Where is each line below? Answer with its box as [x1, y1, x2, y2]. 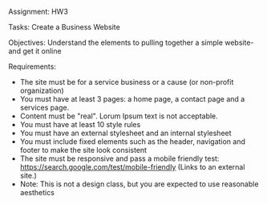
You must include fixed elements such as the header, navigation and [19, 137, 246, 146]
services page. [19, 103, 70, 112]
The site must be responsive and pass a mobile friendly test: [19, 154, 220, 163]
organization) [19, 86, 64, 95]
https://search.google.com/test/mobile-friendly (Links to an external [19, 162, 245, 171]
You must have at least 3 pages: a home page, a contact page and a [19, 94, 245, 103]
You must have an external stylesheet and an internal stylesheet [19, 128, 232, 138]
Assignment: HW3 [8, 7, 68, 16]
